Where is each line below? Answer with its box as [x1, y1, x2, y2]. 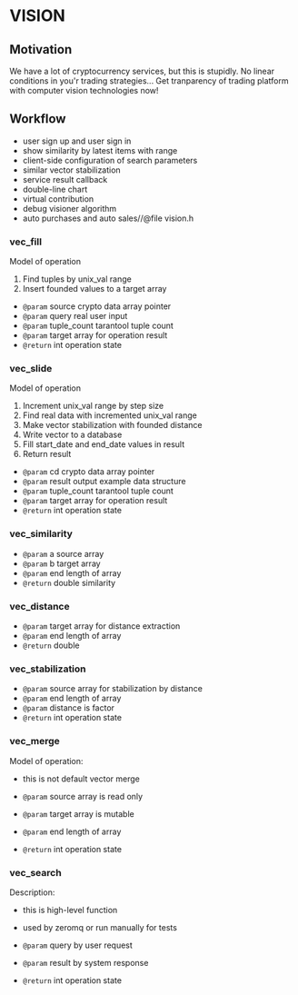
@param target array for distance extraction [22, 621, 181, 632]
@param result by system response [22, 957, 149, 968]
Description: [9, 887, 55, 898]
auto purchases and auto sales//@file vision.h [22, 213, 194, 224]
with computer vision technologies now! [9, 85, 159, 95]
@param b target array [22, 558, 102, 569]
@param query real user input [22, 311, 128, 322]
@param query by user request [22, 940, 134, 950]
